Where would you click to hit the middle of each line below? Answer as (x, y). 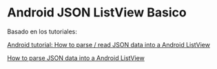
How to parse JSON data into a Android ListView (76, 58)
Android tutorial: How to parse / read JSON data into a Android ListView (108, 44)
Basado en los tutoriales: (42, 31)
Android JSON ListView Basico (97, 13)
